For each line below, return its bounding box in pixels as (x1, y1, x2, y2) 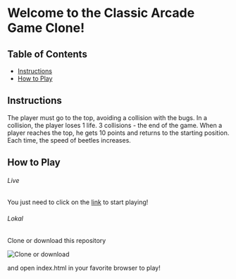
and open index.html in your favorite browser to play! (7, 263, 161, 272)
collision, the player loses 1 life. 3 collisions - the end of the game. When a (7, 121, 223, 129)
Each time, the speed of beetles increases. (7, 136, 132, 144)
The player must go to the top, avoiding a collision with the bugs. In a (7, 113, 208, 121)
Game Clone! (7, 20, 85, 36)
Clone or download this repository (7, 236, 106, 244)
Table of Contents (7, 48, 88, 60)
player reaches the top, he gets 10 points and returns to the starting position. (7, 129, 230, 137)
